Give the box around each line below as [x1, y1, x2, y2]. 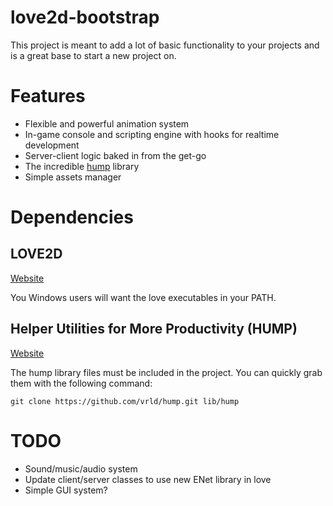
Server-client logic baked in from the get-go [24, 149, 207, 161]
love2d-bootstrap [10, 6, 160, 29]
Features [10, 85, 86, 108]
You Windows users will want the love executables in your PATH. [10, 291, 277, 303]
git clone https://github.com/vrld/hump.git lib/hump [10, 396, 240, 406]
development [24, 139, 80, 151]
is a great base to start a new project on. [10, 49, 177, 61]
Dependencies [10, 206, 134, 229]
